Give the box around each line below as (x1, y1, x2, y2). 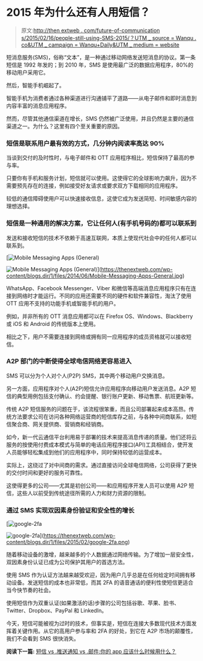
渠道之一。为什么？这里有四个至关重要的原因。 (6, 122, 123, 130)
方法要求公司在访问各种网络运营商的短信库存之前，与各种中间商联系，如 (11, 413, 192, 420)
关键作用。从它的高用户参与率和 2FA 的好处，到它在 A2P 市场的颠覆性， (16, 628, 196, 635)
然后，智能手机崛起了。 (6, 81, 65, 88)
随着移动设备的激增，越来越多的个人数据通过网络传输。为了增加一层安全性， (6, 551, 197, 558)
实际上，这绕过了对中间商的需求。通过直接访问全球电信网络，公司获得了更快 (6, 461, 197, 468)
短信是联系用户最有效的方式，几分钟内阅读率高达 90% (6, 139, 165, 147)
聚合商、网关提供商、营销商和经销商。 (11, 420, 107, 428)
